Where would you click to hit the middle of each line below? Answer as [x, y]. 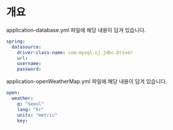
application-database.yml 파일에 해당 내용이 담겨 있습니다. [76, 30]
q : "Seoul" [31, 104]
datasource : [27, 47]
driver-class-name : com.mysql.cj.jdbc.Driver [75, 52]
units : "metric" [38, 115]
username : [29, 64]
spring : [16, 41]
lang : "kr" [31, 109]
